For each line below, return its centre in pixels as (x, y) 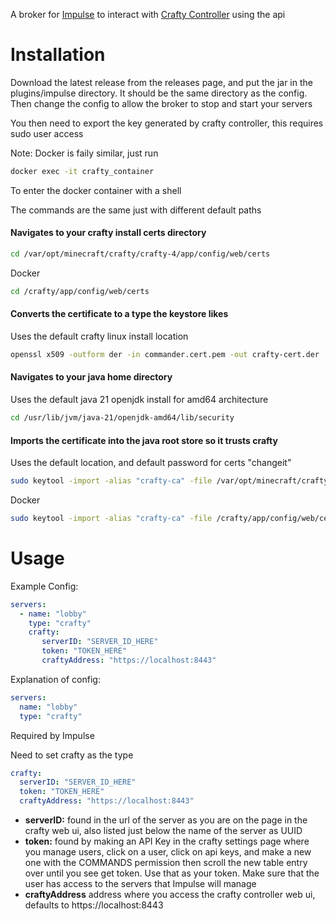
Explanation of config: (55, 679)
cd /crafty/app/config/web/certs (80, 291)
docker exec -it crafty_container (82, 171)
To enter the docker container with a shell (96, 190)
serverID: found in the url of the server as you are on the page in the (166, 820)
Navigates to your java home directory (91, 377)
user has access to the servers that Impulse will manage (140, 884)
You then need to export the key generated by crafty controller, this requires (167, 123)
